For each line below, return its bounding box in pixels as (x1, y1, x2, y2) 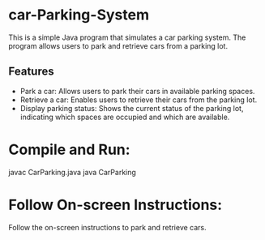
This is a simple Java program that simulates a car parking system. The (8, 32, 246, 42)
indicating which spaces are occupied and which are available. (19, 112, 230, 122)
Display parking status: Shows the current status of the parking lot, (19, 103, 244, 113)
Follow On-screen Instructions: (8, 195, 223, 214)
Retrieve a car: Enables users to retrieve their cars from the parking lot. (19, 95, 258, 105)
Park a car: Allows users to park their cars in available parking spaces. (19, 86, 255, 96)
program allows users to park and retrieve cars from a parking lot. (8, 41, 229, 50)
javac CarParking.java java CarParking (8, 167, 136, 177)
